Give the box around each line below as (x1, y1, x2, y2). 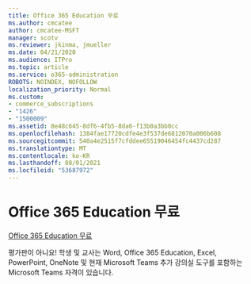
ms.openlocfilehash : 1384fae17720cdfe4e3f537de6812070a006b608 (8, 129, 222, 137)
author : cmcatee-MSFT (8, 26, 80, 34)
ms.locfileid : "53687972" (8, 167, 93, 175)
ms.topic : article (8, 63, 69, 71)
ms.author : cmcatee (8, 19, 73, 27)
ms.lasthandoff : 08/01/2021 (8, 159, 101, 167)
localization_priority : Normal (8, 85, 112, 94)
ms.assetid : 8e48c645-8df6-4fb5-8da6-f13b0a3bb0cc (8, 122, 179, 130)
